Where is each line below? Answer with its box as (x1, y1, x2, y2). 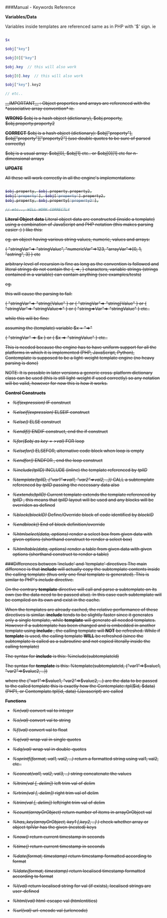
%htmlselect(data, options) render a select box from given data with (12, 531, 153, 537)
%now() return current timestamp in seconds (12, 833, 105, 839)
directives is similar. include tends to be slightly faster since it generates (5, 612, 153, 618)
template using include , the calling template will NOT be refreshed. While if (5, 628, 161, 634)
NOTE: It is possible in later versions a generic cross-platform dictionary (5, 369, 153, 375)
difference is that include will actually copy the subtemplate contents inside (5, 566, 160, 572)
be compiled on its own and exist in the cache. (5, 597, 100, 603)
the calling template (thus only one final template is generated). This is (5, 571, 149, 577)
